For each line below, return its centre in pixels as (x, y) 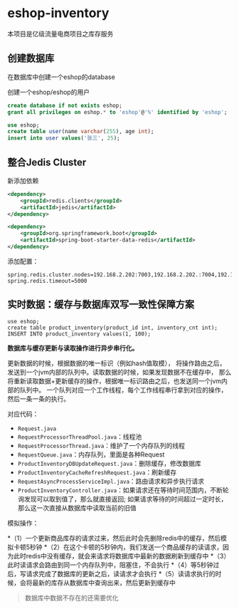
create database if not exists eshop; (65, 105)
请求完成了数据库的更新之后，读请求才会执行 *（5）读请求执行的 (121, 573)
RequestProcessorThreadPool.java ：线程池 (80, 437)
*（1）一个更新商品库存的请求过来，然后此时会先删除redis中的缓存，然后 (114, 538)
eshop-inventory (58, 13)
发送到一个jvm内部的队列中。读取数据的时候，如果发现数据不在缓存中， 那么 (119, 372)
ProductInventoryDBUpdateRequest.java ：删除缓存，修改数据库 (109, 463)
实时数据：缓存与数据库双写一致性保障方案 (101, 304)
